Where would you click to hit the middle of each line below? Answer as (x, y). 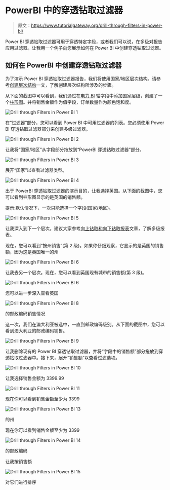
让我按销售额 (18, 461)
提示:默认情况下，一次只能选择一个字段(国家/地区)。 (59, 208)
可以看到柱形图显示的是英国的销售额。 (45, 197)
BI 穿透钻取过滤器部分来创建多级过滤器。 (48, 129)
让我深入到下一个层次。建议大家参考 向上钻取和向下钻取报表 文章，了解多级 (83, 228)
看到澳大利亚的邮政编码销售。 (36, 330)
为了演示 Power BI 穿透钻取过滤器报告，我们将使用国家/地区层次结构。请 (81, 79)
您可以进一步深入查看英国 (32, 293)
